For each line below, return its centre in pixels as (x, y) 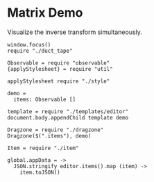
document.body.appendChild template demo (68, 117)
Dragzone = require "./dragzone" (55, 130)
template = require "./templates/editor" (68, 111)
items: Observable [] (45, 99)
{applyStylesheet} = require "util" (60, 69)
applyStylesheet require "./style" (59, 81)
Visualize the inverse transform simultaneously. (75, 32)
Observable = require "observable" (59, 63)
